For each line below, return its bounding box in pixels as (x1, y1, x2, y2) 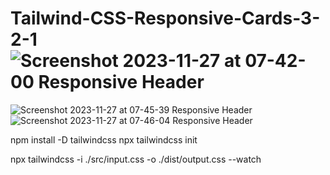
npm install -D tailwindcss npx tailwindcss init (10, 133, 198, 146)
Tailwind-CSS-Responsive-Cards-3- (10, 7, 321, 30)
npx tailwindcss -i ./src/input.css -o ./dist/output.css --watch (10, 153, 262, 165)
